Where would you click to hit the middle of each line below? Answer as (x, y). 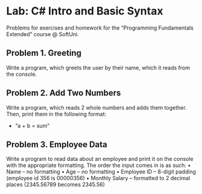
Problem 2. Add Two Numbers (64, 93)
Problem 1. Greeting (44, 53)
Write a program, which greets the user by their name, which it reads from (98, 67)
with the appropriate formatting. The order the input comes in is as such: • (99, 165)
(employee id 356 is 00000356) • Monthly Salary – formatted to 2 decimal (98, 178)
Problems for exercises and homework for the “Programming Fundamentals (100, 28)
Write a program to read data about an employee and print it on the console (100, 159)
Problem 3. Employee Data (57, 144)
